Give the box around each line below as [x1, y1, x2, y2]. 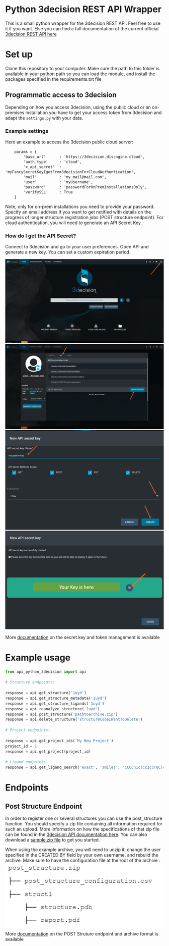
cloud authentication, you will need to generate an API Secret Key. [5, 220, 142, 226]
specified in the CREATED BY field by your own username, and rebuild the [5, 852, 158, 858]
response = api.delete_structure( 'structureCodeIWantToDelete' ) [5, 717, 143, 722]
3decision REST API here [5, 31, 57, 37]
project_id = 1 [5, 744, 37, 749]
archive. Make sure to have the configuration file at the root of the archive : [5, 857, 160, 864]
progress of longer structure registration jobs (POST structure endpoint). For [5, 214, 163, 220]
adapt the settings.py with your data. [5, 115, 83, 121]
